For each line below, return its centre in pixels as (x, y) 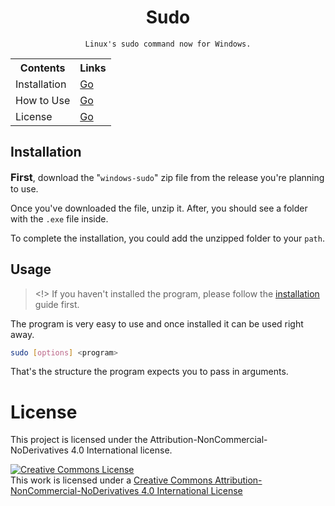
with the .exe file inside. (59, 218)
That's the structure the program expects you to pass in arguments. (149, 372)
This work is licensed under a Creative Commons (111, 480)
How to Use (43, 100)
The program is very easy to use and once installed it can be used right (157, 323)
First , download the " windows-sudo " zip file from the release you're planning (167, 177)
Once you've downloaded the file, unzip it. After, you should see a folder (159, 208)
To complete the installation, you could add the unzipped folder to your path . (167, 238)
